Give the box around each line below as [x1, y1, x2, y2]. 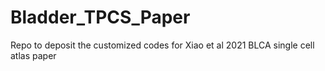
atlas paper [10, 49, 57, 61]
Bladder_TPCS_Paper [10, 6, 191, 29]
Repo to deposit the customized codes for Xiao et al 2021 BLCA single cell [10, 39, 315, 51]
